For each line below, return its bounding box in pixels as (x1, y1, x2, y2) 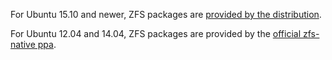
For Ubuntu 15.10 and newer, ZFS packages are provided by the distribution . (10, 9, 322, 20)
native (10, 39, 36, 50)
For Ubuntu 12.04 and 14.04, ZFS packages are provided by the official (10, 28, 302, 39)
